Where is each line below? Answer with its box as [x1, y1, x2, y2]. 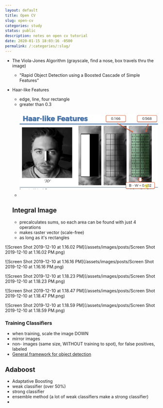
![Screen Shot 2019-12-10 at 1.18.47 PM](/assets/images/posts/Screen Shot [5, 288, 155, 293]
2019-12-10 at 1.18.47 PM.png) [5, 293, 65, 299]
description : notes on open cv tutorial [5, 34, 88, 38]
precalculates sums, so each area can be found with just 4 [19, 219, 136, 225]
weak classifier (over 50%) [12, 383, 66, 389]
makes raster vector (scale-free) [19, 229, 84, 235]
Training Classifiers [5, 320, 52, 326]
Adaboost [5, 365, 35, 374]
